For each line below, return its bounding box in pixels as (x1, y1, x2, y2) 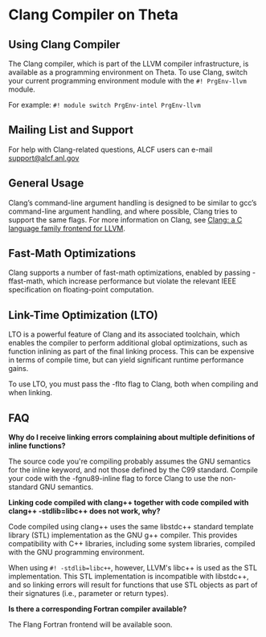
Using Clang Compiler (8, 38, 121, 51)
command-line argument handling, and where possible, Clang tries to (8, 206, 238, 216)
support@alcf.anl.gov (8, 153, 80, 162)
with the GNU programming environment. (8, 548, 145, 557)
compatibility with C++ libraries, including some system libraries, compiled (8, 539, 256, 549)
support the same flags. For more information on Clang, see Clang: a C (8, 214, 243, 224)
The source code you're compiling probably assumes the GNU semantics (8, 456, 252, 467)
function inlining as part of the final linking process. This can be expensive (8, 347, 255, 357)
